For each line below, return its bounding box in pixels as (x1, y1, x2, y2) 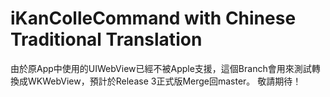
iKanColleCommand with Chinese (10, 7, 297, 30)
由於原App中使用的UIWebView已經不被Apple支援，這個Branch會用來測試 (10, 62, 312, 74)
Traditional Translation (10, 28, 203, 51)
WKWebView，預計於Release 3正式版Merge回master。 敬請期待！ (27, 75, 302, 87)
